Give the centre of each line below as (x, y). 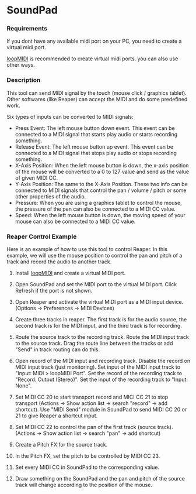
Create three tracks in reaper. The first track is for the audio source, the (101, 320)
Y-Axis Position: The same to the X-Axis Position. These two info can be (101, 184)
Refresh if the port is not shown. (54, 291)
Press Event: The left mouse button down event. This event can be (95, 128)
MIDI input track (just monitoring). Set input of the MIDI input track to (97, 367)
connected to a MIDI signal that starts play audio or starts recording (96, 134)
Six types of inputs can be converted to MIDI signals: (70, 116)
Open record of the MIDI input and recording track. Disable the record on (103, 361)
